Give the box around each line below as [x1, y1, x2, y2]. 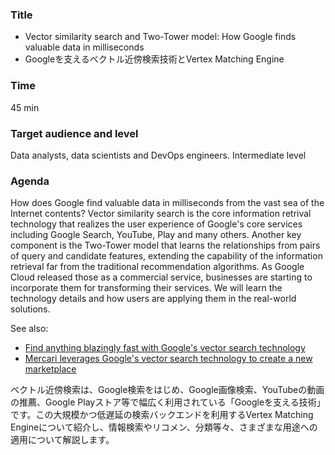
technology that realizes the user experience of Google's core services [10, 218, 303, 230]
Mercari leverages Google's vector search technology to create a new [24, 353, 313, 365]
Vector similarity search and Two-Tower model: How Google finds [24, 31, 297, 43]
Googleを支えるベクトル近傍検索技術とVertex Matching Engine [24, 53, 285, 65]
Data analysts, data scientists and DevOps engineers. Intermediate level [10, 149, 307, 161]
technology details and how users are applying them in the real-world [10, 293, 297, 305]
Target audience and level [10, 126, 139, 140]
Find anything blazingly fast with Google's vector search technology [24, 342, 306, 354]
